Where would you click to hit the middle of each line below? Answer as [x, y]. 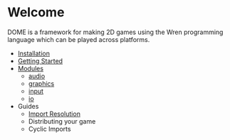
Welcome [36, 12]
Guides [28, 106]
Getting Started [40, 60]
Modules [31, 68]
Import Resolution [54, 114]
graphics [41, 83]
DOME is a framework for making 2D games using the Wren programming [115, 32]
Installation [34, 53]
